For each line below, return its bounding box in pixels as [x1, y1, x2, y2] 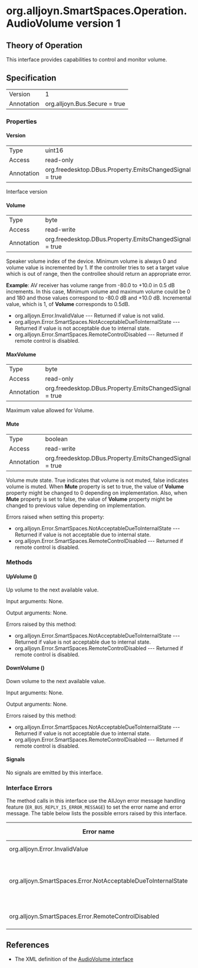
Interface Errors [6, 784, 53, 792]
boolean [45, 435, 68, 443]
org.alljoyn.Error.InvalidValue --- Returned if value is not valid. [14, 312, 165, 319]
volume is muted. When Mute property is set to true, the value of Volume [6, 483, 184, 490]
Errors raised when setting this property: [6, 513, 105, 520]
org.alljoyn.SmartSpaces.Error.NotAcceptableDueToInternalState [9, 877, 188, 885]
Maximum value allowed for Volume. [6, 407, 94, 414]
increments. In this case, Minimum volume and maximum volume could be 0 [6, 288, 190, 295]
